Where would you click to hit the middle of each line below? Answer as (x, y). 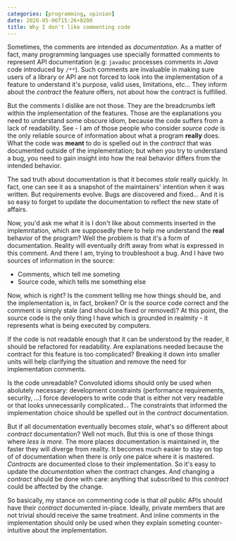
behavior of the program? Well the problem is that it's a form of (99, 238)
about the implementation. (69, 530)
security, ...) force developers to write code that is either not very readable (115, 398)
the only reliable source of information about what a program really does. (114, 136)
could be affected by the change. (56, 487)
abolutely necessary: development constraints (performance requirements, (116, 391)
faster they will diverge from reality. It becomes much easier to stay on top (115, 449)
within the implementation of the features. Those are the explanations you (114, 113)
